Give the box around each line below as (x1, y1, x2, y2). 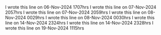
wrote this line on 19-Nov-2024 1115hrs (5, 25, 84, 31)
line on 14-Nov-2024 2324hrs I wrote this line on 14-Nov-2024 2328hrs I (5, 20, 154, 26)
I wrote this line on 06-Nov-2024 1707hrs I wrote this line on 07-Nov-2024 (5, 4, 157, 10)
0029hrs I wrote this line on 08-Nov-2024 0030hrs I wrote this (27, 15, 155, 20)
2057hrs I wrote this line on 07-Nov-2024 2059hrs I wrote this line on (5, 9, 147, 15)
